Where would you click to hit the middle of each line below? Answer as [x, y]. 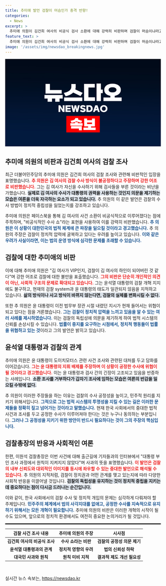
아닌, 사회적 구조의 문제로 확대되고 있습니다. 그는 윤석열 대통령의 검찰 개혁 [81, 283]
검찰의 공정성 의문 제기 [119, 542]
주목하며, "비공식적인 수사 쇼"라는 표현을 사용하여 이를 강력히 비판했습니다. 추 [80, 222]
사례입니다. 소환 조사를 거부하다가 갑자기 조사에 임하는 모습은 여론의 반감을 [81, 378]
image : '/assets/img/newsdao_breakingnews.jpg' [55, 47]
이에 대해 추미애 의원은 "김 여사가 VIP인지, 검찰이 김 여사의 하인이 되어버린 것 [79, 270]
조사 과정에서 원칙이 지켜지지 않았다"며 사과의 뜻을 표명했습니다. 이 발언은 [81, 462]
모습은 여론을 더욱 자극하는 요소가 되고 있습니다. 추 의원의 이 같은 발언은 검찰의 [80, 199]
